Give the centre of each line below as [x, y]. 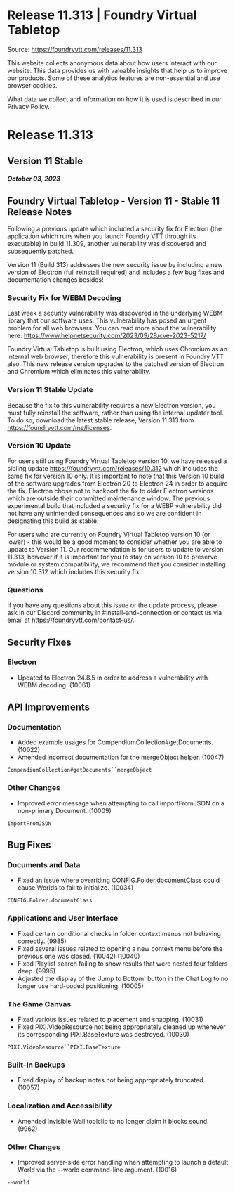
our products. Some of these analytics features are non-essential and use [114, 78]
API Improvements [48, 707]
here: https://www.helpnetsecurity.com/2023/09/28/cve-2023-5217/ [107, 336]
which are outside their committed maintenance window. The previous [109, 498]
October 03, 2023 [34, 179]
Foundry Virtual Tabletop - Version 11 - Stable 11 [113, 201]
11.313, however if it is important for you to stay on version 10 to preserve [112, 557]
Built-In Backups [36, 1065]
